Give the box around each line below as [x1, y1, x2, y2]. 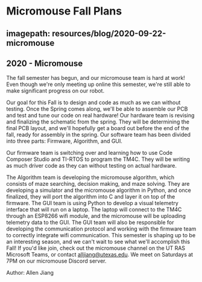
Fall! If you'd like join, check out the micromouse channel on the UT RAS [6, 244, 186, 252]
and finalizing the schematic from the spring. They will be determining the [6, 118, 190, 125]
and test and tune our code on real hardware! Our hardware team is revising [6, 112, 195, 119]
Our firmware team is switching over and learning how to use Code [6, 149, 173, 157]
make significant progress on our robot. [6, 87, 104, 94]
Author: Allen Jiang [6, 269, 54, 277]
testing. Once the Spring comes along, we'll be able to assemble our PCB [6, 105, 188, 113]
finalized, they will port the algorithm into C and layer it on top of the [6, 193, 175, 200]
